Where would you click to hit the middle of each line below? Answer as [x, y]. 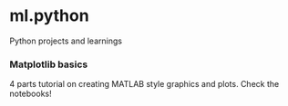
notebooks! [31, 94]
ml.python [49, 16]
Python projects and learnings [66, 41]
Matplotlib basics [49, 64]
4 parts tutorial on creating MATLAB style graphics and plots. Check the [144, 84]
